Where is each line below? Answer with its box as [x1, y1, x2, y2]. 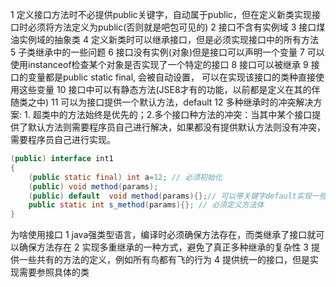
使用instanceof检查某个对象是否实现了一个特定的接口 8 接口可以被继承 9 [10, 59, 309, 70]
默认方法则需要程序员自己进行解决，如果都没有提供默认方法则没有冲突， [27, 121, 326, 133]
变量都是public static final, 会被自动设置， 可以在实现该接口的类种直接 [27, 71, 316, 83]
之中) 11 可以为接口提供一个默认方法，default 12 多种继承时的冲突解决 [27, 96, 314, 108]
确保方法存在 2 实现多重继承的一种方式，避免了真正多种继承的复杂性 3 [18, 241, 309, 253]
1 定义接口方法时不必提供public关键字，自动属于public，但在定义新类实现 [10, 9, 313, 20]
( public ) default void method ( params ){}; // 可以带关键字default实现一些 [28, 191, 327, 201]
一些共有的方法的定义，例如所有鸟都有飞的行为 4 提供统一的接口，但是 [18, 254, 310, 266]
